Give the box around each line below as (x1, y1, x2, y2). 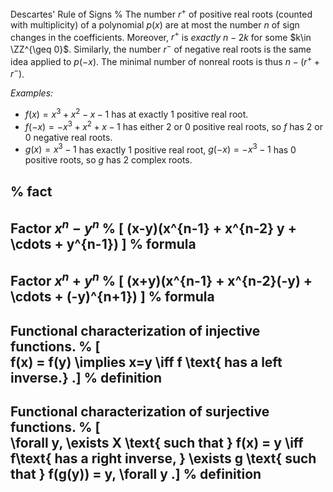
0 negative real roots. (24, 131, 113, 143)
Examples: (10, 87, 54, 99)
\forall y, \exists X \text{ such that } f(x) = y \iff (10, 435, 304, 452)
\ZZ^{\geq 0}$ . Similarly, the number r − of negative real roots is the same (10, 42, 312, 55)
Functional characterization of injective (10, 322, 261, 339)
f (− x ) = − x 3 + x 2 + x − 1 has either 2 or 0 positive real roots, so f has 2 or (24, 118, 323, 132)
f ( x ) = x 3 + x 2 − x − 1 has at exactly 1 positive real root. (24, 107, 249, 120)
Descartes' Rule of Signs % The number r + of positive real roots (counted (10, 7, 313, 20)
